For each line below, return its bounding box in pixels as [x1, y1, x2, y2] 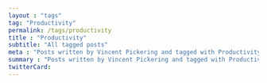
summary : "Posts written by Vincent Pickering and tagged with [8, 56, 226, 64]
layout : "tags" [8, 11, 62, 20]
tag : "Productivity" [8, 19, 77, 27]
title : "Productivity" [8, 33, 87, 42]
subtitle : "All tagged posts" [8, 41, 109, 49]
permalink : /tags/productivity [8, 26, 112, 34]
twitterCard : [8, 63, 52, 71]
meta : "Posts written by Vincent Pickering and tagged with [8, 48, 215, 56]
